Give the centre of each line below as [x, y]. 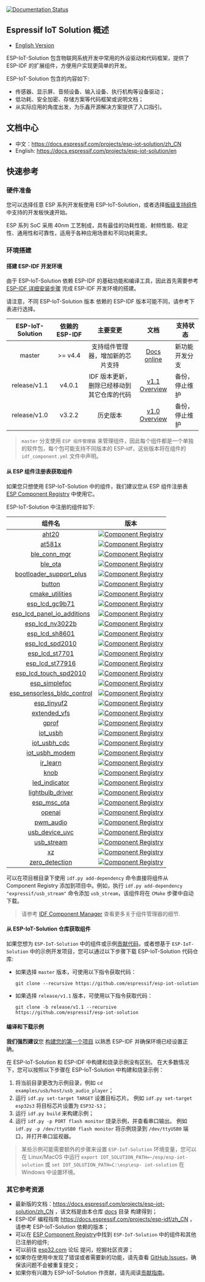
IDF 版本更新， [110, 377]
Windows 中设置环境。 [50, 1172]
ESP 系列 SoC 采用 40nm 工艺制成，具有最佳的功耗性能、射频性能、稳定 [97, 226]
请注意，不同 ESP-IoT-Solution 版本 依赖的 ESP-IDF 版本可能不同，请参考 [98, 301]
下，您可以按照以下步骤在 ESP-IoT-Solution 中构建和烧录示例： [85, 1070]
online [153, 359]
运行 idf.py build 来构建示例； [55, 1113]
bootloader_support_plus [51, 573]
